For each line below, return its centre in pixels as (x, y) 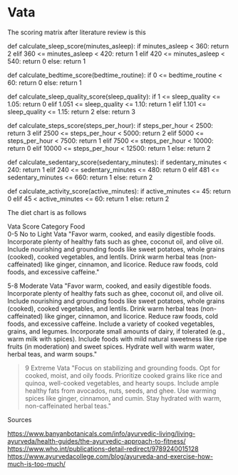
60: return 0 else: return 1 (45, 82)
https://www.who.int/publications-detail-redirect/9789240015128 (103, 449)
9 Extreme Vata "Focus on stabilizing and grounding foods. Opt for (123, 368)
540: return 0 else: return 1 (47, 61)
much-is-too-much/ (37, 464)
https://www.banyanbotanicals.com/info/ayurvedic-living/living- (102, 434)
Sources (20, 419)
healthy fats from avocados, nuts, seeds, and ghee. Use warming (120, 391)
